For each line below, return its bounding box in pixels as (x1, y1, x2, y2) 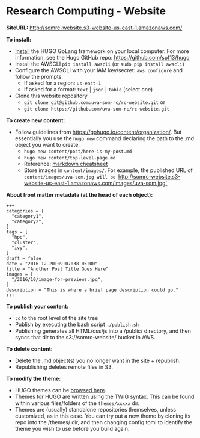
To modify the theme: (6, 375, 61, 382)
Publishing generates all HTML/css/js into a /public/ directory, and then (14, 327, 191, 335)
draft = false (6, 255, 42, 261)
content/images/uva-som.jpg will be (23, 174, 116, 180)
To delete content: (6, 345, 53, 353)
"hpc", (11, 234, 28, 240)
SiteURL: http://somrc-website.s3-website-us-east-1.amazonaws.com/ (6, 24, 183, 31)
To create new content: (6, 116, 65, 124)
